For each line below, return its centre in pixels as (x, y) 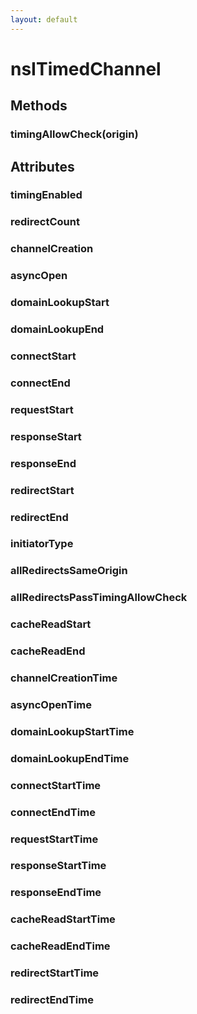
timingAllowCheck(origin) (74, 134)
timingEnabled (46, 195)
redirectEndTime (52, 1000)
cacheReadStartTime (63, 919)
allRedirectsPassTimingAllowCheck (99, 598)
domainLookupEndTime (70, 758)
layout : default (44, 19)
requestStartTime (54, 839)
